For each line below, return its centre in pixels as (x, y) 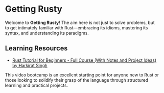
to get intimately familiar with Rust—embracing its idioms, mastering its (77, 27)
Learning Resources (36, 48)
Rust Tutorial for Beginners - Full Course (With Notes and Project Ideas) (84, 60)
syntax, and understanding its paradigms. (47, 33)
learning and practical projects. (36, 85)
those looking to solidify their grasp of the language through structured (77, 80)
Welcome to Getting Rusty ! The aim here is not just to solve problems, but (80, 23)
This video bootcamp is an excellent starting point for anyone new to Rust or (82, 75)
